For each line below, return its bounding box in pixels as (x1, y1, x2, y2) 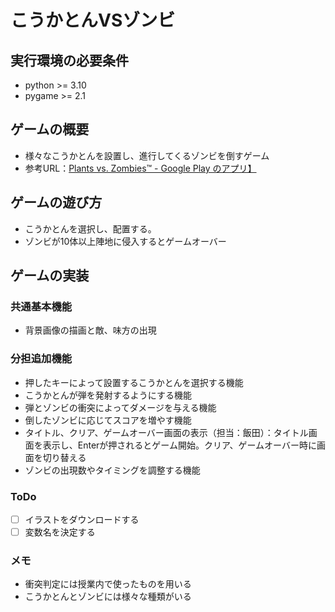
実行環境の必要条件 (10, 52, 129, 69)
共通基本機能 (10, 299, 73, 313)
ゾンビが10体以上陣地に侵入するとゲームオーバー (24, 235, 227, 247)
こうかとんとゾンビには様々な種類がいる (24, 591, 192, 603)
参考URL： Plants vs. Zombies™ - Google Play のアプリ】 (24, 162, 257, 174)
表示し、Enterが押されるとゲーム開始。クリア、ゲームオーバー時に (42, 439, 317, 451)
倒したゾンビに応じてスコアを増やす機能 (24, 414, 192, 426)
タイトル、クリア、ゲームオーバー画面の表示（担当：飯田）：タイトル (24, 426, 309, 438)
